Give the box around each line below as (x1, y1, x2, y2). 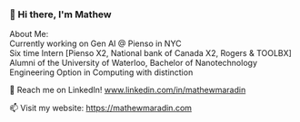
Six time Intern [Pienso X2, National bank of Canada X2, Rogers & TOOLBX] (9, 48, 293, 59)
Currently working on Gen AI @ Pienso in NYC (9, 38, 182, 49)
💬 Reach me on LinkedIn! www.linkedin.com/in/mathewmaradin (9, 85, 246, 96)
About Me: (9, 29, 49, 40)
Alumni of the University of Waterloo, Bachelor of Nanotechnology (9, 58, 257, 69)
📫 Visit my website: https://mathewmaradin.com (9, 103, 193, 114)
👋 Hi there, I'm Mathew (9, 8, 112, 21)
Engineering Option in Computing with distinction (9, 67, 194, 78)
